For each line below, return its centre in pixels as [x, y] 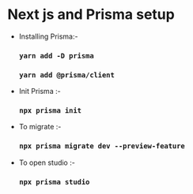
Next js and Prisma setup [91, 15]
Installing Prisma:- [48, 36]
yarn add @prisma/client [67, 75]
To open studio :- [47, 162]
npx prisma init [50, 111]
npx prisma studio [54, 182]
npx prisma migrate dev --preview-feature [102, 146]
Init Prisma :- [40, 91]
